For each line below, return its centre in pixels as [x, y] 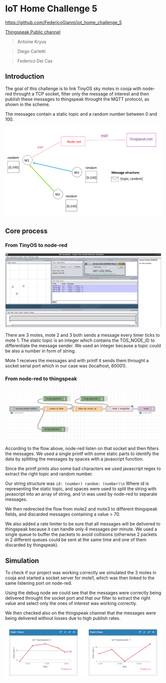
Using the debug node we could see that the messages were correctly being [83, 593]
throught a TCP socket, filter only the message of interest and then [81, 94]
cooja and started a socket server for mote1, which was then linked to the [80, 578]
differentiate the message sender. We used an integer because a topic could [83, 345]
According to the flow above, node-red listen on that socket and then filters [82, 449]
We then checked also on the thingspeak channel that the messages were [81, 613]
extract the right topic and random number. [49, 474]
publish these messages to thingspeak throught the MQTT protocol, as [77, 99]
